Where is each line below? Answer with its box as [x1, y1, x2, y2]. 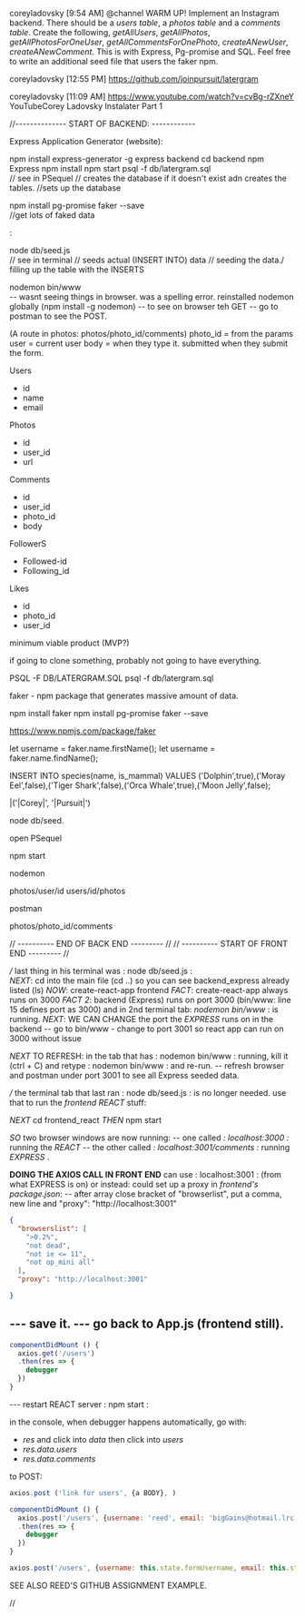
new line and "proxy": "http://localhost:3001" [9, 1198, 177, 1208]
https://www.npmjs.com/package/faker [9, 725, 157, 736]
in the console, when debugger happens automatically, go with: [9, 1416, 247, 1427]
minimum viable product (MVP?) [9, 637, 130, 648]
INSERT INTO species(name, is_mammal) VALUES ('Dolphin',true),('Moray [9, 771, 286, 781]
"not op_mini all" [25, 1257, 95, 1267]
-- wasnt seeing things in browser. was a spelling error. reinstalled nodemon [9, 291, 294, 302]
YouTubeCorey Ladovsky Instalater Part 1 [9, 101, 163, 112]
